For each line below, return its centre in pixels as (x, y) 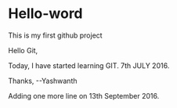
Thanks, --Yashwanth (43, 81)
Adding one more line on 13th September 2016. (84, 95)
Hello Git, (23, 50)
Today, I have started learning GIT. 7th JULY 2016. (89, 65)
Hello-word (46, 14)
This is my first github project (56, 35)
